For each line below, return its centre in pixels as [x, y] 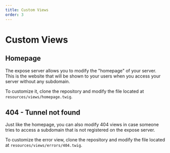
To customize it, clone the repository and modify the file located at [75, 91]
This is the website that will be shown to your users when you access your [83, 76]
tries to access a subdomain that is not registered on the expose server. [80, 130]
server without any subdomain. [38, 81]
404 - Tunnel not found [43, 112]
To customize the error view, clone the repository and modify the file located [85, 140]
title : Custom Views [27, 10]
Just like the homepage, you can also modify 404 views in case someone [82, 125]
